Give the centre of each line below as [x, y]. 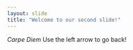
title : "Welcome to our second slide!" [64, 20]
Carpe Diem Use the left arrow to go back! [67, 39]
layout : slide [27, 13]
